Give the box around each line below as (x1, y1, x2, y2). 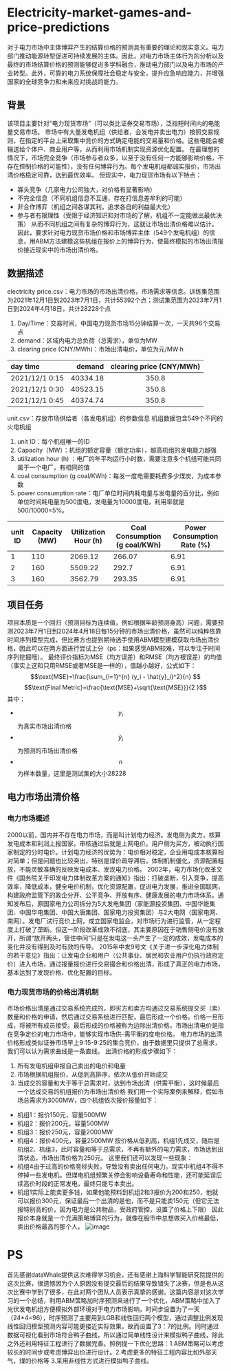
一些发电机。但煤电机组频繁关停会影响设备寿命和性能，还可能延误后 (29, 1171, 222, 1179)
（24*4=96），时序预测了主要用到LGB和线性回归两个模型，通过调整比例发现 (7, 1313, 223, 1321)
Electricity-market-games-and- (7, 5, 192, 21)
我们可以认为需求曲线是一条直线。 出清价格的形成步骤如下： (7, 1047, 177, 1055)
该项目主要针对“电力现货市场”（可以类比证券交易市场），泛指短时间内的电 (7, 119, 214, 127)
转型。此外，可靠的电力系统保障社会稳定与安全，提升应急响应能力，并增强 (12, 69, 224, 77)
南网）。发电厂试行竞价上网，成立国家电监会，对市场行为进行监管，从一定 (7, 916, 215, 925)
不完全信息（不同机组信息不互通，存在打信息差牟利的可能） (16, 194, 186, 202)
